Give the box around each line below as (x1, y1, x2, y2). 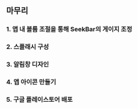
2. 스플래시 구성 (6, 43, 49, 51)
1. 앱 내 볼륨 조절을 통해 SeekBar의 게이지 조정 (6, 25, 133, 34)
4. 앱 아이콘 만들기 (6, 78, 56, 86)
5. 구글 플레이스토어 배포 (6, 95, 73, 104)
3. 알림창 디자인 (6, 60, 49, 69)
